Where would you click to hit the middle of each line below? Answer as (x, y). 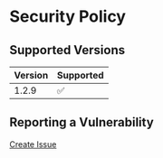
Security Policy (68, 17)
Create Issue (33, 144)
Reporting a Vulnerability (81, 122)
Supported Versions (67, 50)
